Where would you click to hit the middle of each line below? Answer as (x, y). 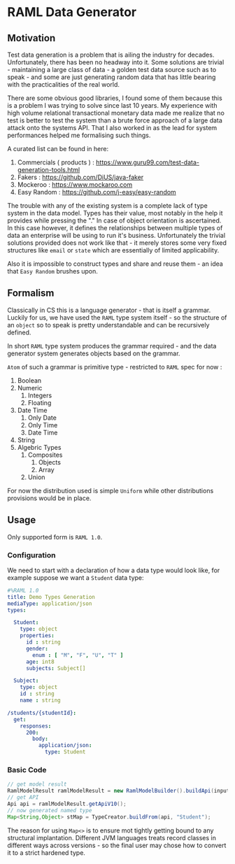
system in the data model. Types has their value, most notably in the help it (115, 213)
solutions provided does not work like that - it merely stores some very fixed (117, 243)
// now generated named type (50, 810)
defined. (19, 332)
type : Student (65, 752)
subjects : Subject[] (56, 668)
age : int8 (40, 662)
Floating (40, 402)
